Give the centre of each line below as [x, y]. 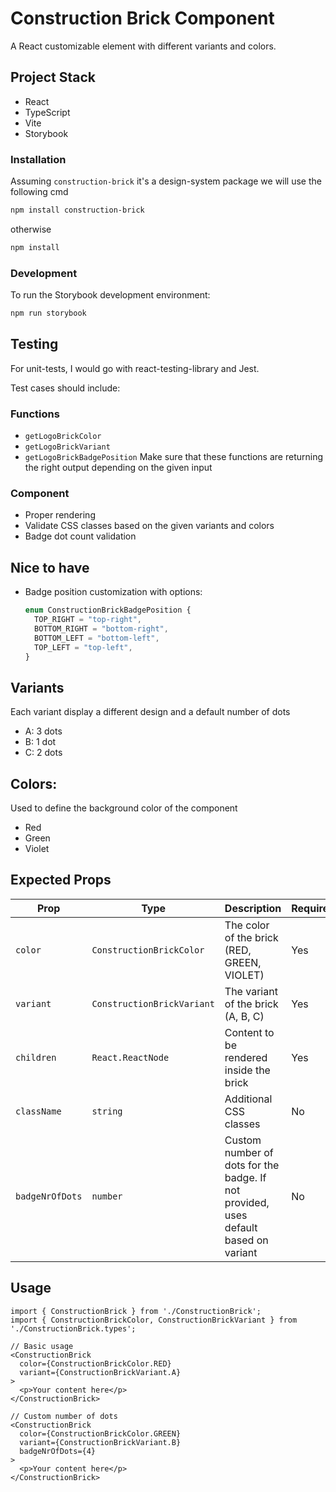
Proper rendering [60, 515]
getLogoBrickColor [63, 437]
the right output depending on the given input [118, 468]
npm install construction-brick [77, 210]
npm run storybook [48, 313]
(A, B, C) [244, 1016]
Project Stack [53, 77]
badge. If [245, 1177]
